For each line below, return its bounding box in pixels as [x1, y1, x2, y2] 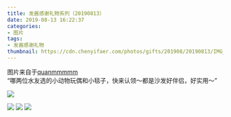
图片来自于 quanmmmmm [7, 68, 78, 76]
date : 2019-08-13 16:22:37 [7, 16, 85, 23]
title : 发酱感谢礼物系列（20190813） [7, 10, 105, 17]
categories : [7, 23, 41, 29]
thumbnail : [7, 49, 38, 55]
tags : [7, 36, 23, 42]
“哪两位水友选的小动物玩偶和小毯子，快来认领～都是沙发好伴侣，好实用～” [7, 76, 218, 84]
